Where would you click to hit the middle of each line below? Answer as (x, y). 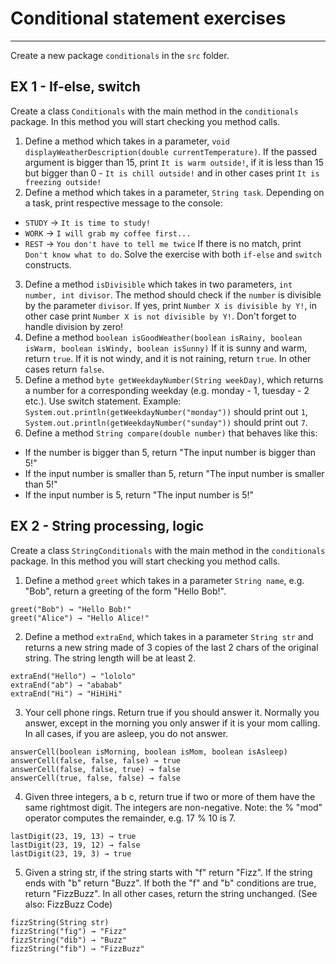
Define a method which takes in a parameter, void (127, 141)
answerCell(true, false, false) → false (96, 778)
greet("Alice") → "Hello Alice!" (80, 618)
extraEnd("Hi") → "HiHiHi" (66, 693)
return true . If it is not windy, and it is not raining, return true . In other (168, 358)
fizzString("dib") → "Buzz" (69, 940)
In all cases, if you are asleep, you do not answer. (126, 733)
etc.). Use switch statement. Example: (103, 401)
